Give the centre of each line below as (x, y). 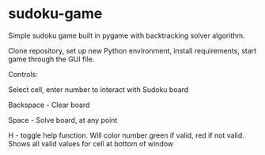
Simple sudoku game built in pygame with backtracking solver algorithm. (127, 35)
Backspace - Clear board (49, 105)
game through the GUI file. (51, 59)
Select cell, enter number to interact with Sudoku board (98, 89)
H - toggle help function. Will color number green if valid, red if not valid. (127, 135)
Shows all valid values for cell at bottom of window (91, 143)
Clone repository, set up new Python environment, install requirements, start (132, 50)
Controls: (23, 74)
